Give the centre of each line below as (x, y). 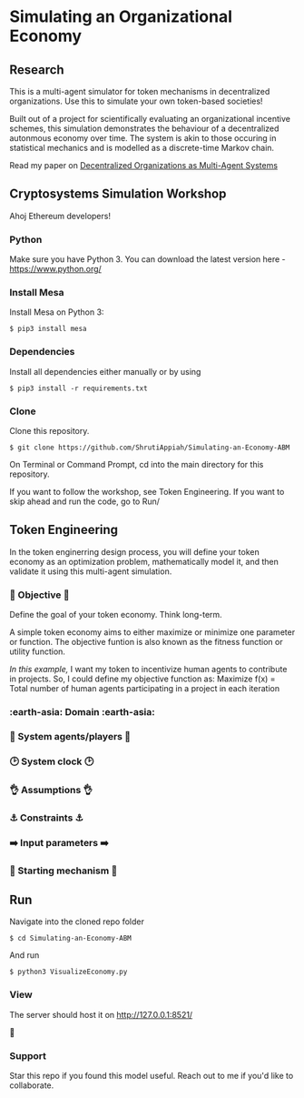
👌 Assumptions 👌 (51, 790)
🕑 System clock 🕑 (52, 761)
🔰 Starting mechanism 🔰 (64, 871)
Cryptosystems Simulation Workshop (118, 194)
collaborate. (32, 1085)
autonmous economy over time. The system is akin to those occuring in (143, 138)
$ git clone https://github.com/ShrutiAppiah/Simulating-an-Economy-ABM (150, 448)
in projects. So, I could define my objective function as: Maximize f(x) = (142, 679)
